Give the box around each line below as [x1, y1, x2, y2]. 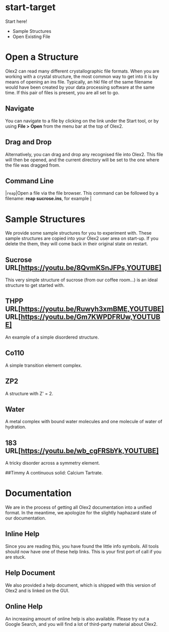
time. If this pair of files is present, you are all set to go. [5, 89, 120, 95]
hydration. [5, 424, 27, 430]
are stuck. [5, 554, 26, 560]
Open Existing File [12, 33, 50, 40]
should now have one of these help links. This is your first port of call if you [5, 548, 161, 554]
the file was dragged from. [5, 162, 61, 168]
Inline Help [5, 530, 40, 538]
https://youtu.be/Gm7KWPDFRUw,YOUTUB [21, 313, 160, 321]
